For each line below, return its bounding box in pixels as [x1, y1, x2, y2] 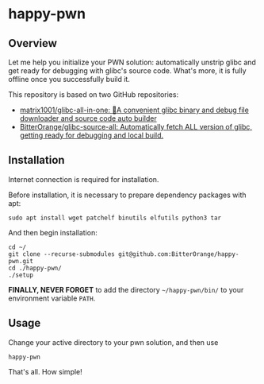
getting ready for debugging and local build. [19, 130, 164, 140]
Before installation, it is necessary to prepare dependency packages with [8, 190, 247, 200]
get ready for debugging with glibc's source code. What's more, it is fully [8, 66, 247, 76]
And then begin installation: [8, 227, 98, 237]
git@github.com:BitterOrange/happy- [117, 250, 239, 258]
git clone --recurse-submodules [8, 250, 115, 258]
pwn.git [8, 257, 34, 265]
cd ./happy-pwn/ [8, 264, 62, 272]
